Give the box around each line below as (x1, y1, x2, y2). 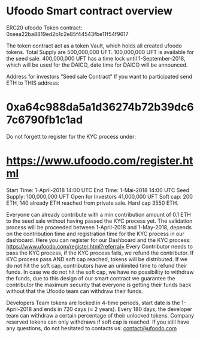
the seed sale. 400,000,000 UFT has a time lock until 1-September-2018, (6, 55, 186, 62)
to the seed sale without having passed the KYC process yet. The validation (6, 217, 193, 225)
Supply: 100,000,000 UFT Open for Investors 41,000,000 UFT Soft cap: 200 (6, 193, 193, 200)
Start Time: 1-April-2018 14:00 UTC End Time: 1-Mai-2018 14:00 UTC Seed (6, 186, 190, 193)
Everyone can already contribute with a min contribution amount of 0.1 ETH (6, 211, 192, 218)
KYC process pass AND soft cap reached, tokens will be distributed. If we (6, 255, 187, 262)
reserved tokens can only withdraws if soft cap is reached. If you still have (6, 318, 190, 325)
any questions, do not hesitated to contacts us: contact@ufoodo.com (6, 324, 177, 331)
